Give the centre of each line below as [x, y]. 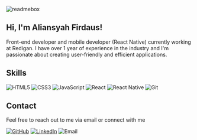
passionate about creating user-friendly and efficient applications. [87, 54]
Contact [21, 106]
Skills [16, 73]
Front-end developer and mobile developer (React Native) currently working [98, 42]
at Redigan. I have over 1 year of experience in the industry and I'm [88, 48]
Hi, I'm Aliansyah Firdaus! [54, 27]
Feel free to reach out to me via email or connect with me [76, 120]
